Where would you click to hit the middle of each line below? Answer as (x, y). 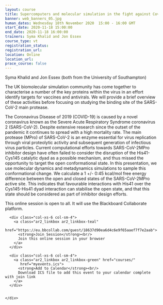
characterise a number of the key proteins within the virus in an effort (74, 92)
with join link (20, 277)
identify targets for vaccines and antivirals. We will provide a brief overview (80, 97)
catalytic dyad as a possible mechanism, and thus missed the (82, 158)
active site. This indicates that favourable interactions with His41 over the (78, 184)
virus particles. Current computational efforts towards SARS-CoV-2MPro (77, 148)
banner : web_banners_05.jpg (33, 18)
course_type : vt (21, 41)
